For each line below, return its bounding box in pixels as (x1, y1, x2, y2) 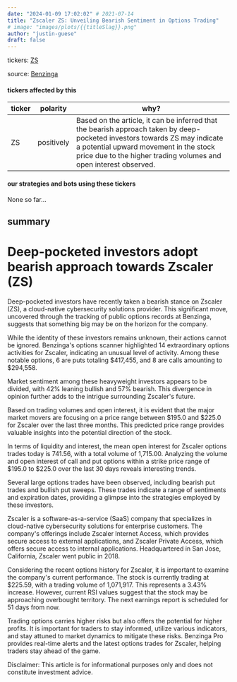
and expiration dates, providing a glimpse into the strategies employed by (7, 493, 221, 501)
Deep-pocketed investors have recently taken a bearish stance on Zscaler (7, 297, 223, 306)
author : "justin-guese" (7, 30, 78, 37)
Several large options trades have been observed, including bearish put (7, 478, 215, 486)
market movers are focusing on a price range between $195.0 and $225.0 (7, 413, 221, 421)
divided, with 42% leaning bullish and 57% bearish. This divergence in (7, 384, 212, 393)
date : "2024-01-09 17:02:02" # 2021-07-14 (7, 10, 134, 18)
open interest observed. (76, 160, 156, 169)
